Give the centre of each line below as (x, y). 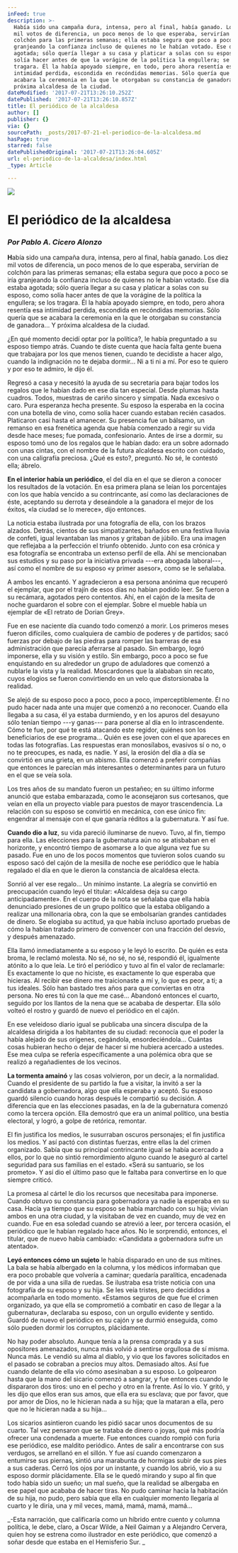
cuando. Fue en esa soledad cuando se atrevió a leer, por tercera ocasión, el (119, 1224)
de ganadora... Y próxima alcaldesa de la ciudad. (79, 325)
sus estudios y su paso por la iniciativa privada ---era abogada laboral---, (115, 561)
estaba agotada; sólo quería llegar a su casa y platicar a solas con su (108, 288)
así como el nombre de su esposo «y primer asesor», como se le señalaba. (117, 568)
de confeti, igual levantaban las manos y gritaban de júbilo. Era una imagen (117, 538)
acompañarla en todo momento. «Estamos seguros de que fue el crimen (113, 1298)
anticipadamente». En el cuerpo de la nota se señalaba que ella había (109, 899)
